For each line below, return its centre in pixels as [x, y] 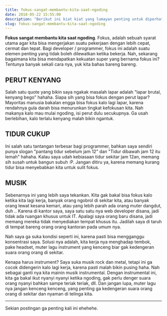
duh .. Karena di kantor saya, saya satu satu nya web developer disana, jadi [82, 211]
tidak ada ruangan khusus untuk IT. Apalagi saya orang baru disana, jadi [79, 216]
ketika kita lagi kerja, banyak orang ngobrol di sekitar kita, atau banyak [77, 200]
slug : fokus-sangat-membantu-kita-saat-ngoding [55, 24]
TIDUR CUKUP [28, 134]
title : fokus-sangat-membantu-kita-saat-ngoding [56, 10]
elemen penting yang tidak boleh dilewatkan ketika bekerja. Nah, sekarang [81, 54]
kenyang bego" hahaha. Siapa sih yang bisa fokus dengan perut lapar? [78, 97]
